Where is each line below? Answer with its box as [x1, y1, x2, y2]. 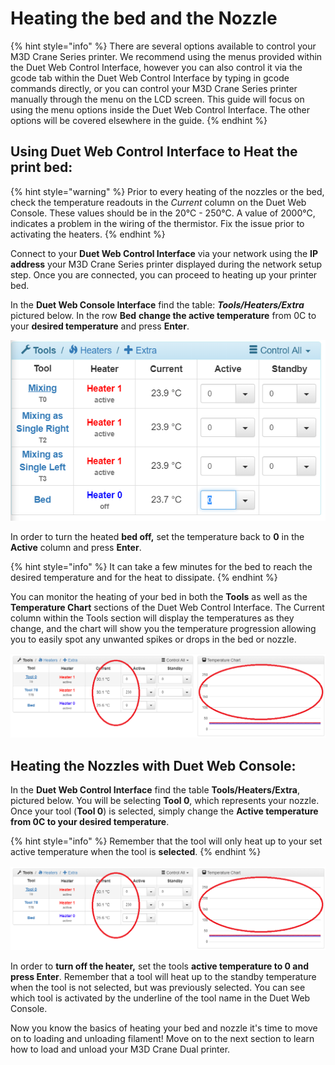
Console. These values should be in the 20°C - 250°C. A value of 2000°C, [10, 207, 316, 219]
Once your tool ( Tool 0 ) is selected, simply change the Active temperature [10, 805, 319, 817]
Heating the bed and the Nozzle [10, 7, 278, 30]
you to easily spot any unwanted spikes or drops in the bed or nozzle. [10, 633, 297, 645]
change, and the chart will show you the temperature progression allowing [10, 622, 317, 634]
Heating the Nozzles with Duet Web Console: [10, 757, 297, 774]
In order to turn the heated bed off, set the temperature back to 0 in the [10, 530, 305, 542]
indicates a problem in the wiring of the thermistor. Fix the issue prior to [10, 217, 305, 229]
